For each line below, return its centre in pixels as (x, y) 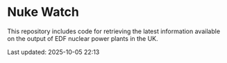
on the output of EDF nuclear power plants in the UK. (83, 38)
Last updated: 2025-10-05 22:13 (53, 52)
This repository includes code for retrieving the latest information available (114, 31)
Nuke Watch (43, 12)
